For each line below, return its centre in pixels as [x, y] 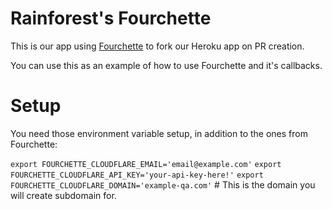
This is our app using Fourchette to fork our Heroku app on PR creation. [157, 46]
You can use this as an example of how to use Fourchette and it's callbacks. [166, 65]
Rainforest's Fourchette [111, 18]
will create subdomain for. [63, 195]
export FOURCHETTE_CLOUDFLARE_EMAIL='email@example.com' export [146, 164]
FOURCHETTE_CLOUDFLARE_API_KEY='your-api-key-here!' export [137, 175]
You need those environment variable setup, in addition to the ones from [159, 133]
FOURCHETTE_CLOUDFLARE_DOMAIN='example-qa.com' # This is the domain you [163, 184]
